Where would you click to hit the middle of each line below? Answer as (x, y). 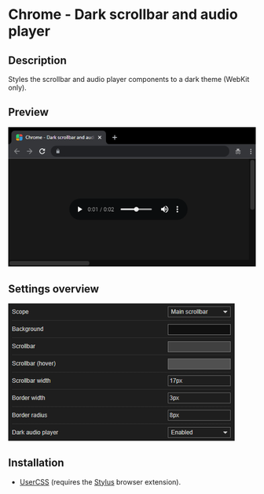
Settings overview (54, 289)
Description (37, 60)
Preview (29, 112)
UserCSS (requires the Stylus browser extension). (100, 481)
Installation (36, 463)
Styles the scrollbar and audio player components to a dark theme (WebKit (129, 79)
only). (18, 87)
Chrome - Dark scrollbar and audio (123, 15)
